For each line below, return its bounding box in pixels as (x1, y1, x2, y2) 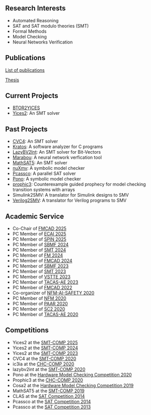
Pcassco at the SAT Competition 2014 (12, 398, 91, 404)
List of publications (5, 67, 45, 73)
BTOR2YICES (12, 105, 40, 111)
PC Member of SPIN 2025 (12, 236, 66, 242)
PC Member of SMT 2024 (12, 247, 66, 253)
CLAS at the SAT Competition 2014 (12, 393, 85, 399)
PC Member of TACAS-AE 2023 (12, 279, 79, 285)
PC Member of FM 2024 (12, 252, 63, 258)
